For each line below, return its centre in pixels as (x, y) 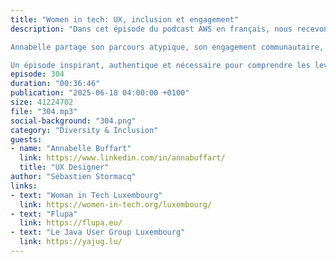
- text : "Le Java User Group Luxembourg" (98, 232)
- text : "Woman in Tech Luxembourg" (86, 195)
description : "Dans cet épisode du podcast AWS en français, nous (151, 29)
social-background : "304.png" (73, 121)
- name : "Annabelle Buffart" (71, 149)
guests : (26, 139)
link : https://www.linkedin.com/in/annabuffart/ (122, 158)
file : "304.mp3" (44, 111)
